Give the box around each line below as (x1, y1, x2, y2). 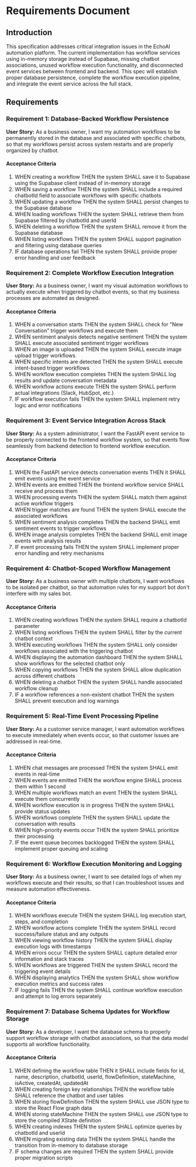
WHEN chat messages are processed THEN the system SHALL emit (14, 764, 178, 771)
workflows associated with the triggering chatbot (14, 647, 133, 654)
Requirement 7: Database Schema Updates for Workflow (6, 1008, 170, 1016)
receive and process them (14, 487, 78, 494)
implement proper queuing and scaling (14, 845, 108, 852)
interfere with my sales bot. (6, 590, 72, 597)
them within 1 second (14, 783, 66, 790)
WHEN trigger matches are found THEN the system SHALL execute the (14, 506, 186, 513)
